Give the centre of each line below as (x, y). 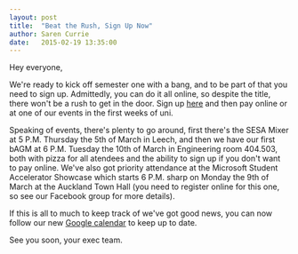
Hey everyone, (36, 67)
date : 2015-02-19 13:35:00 (63, 42)
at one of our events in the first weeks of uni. (91, 113)
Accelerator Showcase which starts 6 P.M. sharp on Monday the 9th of (139, 178)
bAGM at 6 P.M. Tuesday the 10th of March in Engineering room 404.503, (144, 149)
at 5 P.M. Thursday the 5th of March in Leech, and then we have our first (142, 139)
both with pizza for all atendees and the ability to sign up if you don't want (145, 159)
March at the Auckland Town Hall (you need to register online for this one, (145, 187)
